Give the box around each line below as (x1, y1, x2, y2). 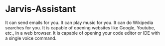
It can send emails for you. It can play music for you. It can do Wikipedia (5, 20, 154, 25)
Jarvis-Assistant (5, 3, 76, 15)
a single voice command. (5, 35, 57, 41)
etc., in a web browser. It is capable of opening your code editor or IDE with (5, 30, 161, 36)
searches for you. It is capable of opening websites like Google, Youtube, (5, 24, 156, 30)
